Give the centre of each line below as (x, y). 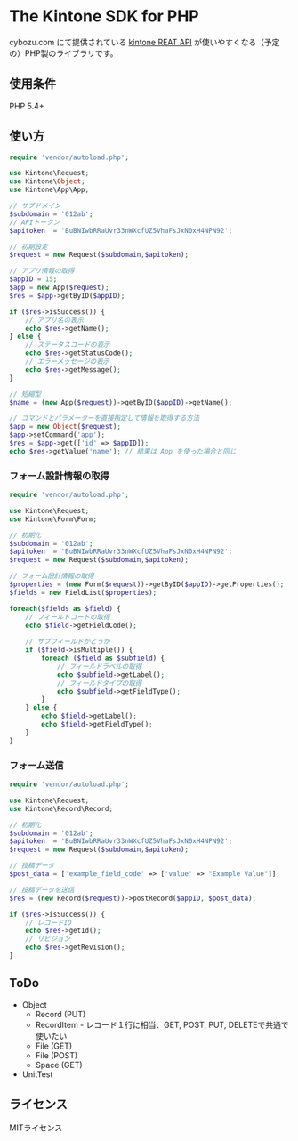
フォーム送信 (36, 765)
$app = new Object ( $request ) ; (65, 427)
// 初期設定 (29, 246)
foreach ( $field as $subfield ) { (103, 659)
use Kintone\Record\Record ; (61, 808)
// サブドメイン (35, 206)
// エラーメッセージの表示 (68, 362)
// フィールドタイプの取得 (99, 683)
